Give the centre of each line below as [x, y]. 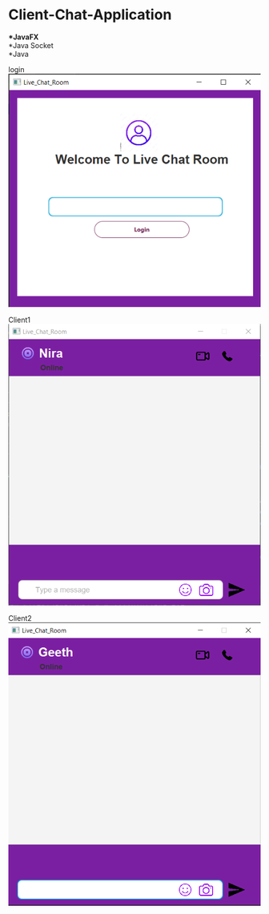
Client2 [20, 618]
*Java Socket [31, 45]
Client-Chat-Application [90, 15]
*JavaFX [24, 37]
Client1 [19, 320]
